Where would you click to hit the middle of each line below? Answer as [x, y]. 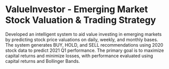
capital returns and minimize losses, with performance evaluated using [79, 56]
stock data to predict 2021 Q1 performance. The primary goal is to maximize [84, 50]
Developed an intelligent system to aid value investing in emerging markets [83, 34]
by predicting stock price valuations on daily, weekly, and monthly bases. [82, 40]
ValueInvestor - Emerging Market [77, 9]
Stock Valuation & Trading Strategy [81, 20]
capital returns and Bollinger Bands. [43, 61]
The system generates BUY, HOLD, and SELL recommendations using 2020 [84, 45]
